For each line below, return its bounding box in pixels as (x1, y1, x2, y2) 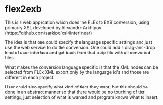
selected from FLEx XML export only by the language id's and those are (5, 69, 149, 75)
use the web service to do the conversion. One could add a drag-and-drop (5, 44, 155, 50)
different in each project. (5, 74, 55, 80)
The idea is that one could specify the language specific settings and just (5, 39, 152, 45)
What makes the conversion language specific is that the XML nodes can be (5, 64, 158, 70)
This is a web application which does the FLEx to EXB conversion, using (5, 19, 150, 25)
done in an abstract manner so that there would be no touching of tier (5, 89, 145, 95)
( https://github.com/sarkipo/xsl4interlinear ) (5, 30, 92, 35)
